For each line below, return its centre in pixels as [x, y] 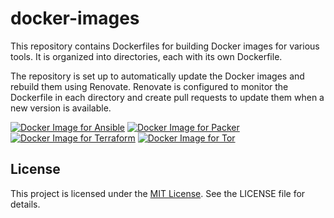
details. [25, 204]
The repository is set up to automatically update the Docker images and [157, 76]
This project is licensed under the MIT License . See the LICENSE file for [158, 193]
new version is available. [61, 108]
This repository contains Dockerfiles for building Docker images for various [165, 46]
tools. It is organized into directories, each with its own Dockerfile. [146, 56]
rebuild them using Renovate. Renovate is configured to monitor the [149, 86]
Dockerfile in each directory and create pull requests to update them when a [167, 97]
